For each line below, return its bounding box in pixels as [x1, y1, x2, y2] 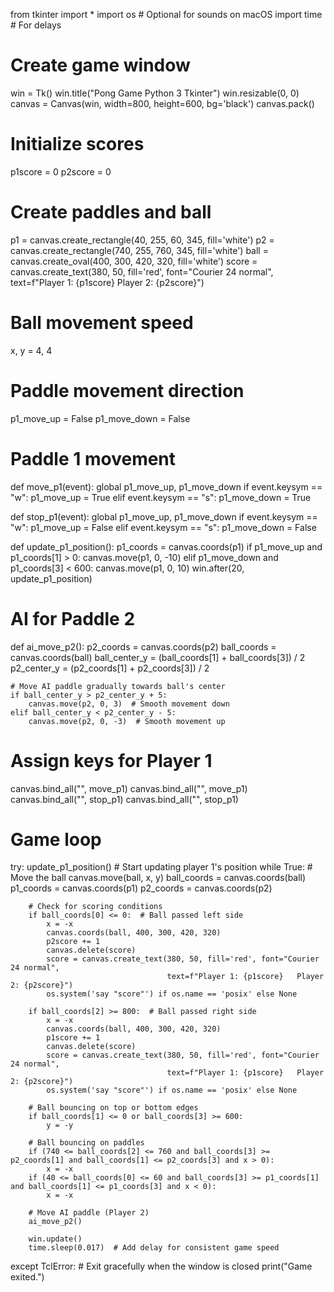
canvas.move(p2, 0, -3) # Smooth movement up [28, 716, 226, 726]
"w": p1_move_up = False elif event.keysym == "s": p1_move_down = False [10, 521, 317, 533]
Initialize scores [10, 133, 145, 156]
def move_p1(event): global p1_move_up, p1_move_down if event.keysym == [10, 480, 323, 493]
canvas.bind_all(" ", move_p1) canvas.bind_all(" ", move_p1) [10, 782, 248, 794]
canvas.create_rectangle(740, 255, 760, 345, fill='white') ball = [10, 244, 269, 256]
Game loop [10, 828, 102, 851]
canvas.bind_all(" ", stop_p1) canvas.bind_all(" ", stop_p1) [10, 793, 239, 805]
